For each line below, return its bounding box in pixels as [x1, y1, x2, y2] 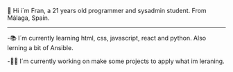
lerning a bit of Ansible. [7, 44, 74, 51]
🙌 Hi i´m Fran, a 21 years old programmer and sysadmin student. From [7, 7, 207, 14]
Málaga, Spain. [7, 14, 50, 22]
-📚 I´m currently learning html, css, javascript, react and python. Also [7, 34, 207, 42]
